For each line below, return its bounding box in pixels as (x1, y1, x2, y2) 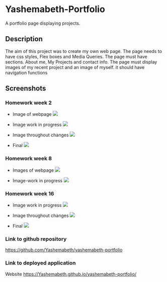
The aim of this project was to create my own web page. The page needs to (5, 48, 162, 54)
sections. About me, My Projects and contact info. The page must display (5, 59, 157, 65)
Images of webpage (12, 167, 54, 173)
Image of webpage (12, 111, 52, 117)
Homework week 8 (5, 155, 52, 162)
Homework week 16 (5, 190, 54, 197)
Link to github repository (5, 235, 67, 242)
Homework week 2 (5, 99, 52, 106)
